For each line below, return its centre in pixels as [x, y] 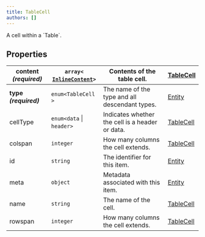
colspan [21, 144]
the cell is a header [130, 122]
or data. [114, 130]
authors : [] [21, 18]
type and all [120, 97]
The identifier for [127, 158]
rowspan [22, 222]
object [60, 183]
